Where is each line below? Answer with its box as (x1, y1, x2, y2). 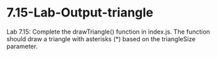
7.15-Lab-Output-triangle (6, 5, 154, 21)
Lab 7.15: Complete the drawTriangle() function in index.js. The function (6, 27, 210, 36)
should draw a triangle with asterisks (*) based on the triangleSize (6, 34, 196, 43)
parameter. (6, 42, 38, 50)
